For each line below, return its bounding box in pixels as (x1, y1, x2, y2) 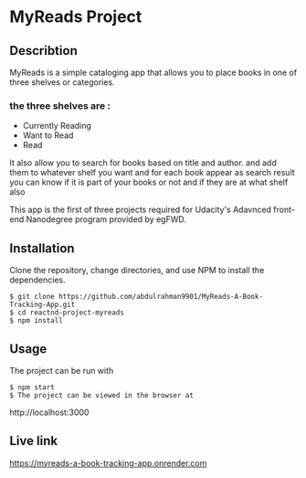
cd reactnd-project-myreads (17, 308, 125, 317)
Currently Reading (22, 121, 91, 132)
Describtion (9, 43, 78, 58)
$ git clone (9, 292, 55, 302)
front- (273, 204, 295, 216)
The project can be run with (9, 365, 114, 376)
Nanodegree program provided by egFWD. (26, 214, 187, 225)
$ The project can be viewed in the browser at (9, 390, 195, 399)
